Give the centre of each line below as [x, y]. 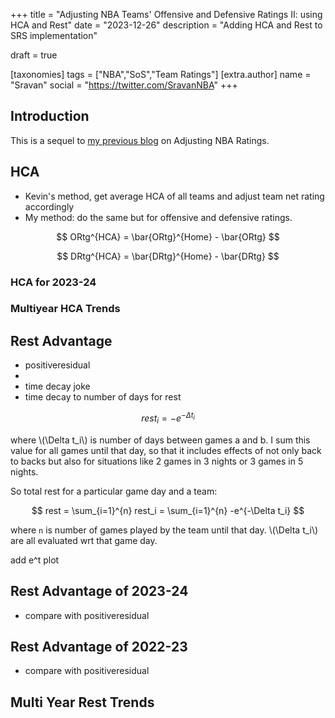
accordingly [49, 206]
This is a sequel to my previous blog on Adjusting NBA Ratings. [140, 140]
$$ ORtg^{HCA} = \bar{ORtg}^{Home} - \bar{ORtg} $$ [168, 236]
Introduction [50, 116]
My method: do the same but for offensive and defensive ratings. [158, 217]
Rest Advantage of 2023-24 [99, 591]
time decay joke [57, 386]
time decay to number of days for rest [103, 397]
